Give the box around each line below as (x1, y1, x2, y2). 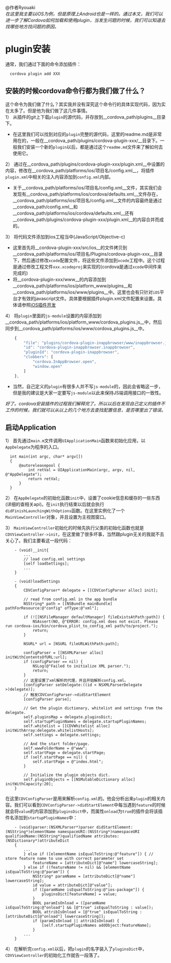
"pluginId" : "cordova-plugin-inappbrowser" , (23, 350, 120, 355)
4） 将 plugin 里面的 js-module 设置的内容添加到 (5, 312, 102, 318)
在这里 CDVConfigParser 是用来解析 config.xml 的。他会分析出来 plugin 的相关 (5, 795, 161, 801)
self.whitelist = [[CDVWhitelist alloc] (23, 724, 110, 729)
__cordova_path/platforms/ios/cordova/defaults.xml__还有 (12, 210, 134, 216)
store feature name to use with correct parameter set (5, 856, 124, 861)
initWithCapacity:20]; (5, 782, 53, 787)
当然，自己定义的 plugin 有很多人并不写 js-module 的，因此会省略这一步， (12, 383, 163, 389)
